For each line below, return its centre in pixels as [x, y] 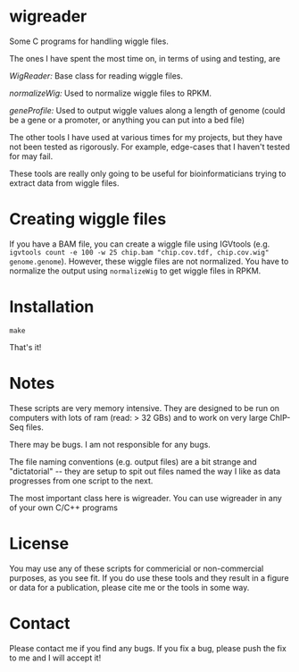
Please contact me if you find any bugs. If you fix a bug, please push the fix [148, 648]
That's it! [25, 347]
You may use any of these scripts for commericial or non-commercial [137, 568]
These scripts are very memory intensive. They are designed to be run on [144, 407]
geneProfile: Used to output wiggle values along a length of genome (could [147, 110]
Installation [52, 307]
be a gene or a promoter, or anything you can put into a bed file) [127, 120]
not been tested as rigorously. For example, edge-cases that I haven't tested [149, 147]
